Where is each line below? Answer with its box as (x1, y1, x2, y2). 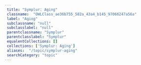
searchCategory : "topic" (6, 52, 57, 58)
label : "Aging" (6, 16, 38, 21)
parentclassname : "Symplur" (6, 30, 64, 35)
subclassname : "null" (6, 21, 51, 26)
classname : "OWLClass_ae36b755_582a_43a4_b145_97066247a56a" (6, 12, 137, 17)
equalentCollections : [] (6, 39, 57, 44)
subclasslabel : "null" (6, 25, 54, 30)
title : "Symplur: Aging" (6, 7, 57, 12)
